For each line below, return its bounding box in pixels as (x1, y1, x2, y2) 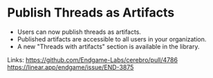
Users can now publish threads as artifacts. (17, 28, 142, 36)
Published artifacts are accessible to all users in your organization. (17, 35, 207, 43)
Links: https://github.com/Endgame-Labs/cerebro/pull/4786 (7, 55, 178, 64)
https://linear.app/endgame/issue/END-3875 (7, 63, 134, 71)
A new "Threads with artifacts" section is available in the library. (17, 42, 200, 50)
